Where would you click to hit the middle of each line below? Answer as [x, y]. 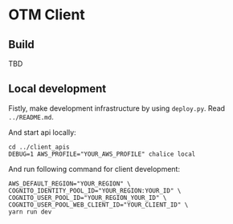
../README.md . [31, 116]
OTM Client [47, 15]
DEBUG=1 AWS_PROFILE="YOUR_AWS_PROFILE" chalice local [102, 154]
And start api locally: [42, 132]
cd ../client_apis [39, 147]
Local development [57, 89]
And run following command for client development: [94, 169]
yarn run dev [30, 212]
